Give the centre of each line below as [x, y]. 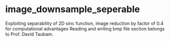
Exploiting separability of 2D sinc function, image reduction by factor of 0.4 [84, 23]
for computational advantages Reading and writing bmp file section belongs [85, 28]
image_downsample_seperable [73, 9]
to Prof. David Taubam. [29, 34]
